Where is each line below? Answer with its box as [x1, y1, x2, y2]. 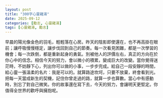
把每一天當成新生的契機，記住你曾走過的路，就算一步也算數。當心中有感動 [5, 76, 154, 82]
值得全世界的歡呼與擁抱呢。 [5, 88, 61, 94]
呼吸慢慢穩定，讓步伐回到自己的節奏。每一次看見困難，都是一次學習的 [17, 45, 158, 51]
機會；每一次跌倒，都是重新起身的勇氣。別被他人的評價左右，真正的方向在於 [5, 51, 158, 57]
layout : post [5, 7, 32, 12]
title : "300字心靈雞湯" [5, 12, 49, 16]
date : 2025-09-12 [5, 16, 40, 21]
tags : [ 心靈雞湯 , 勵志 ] [5, 25, 49, 30]
